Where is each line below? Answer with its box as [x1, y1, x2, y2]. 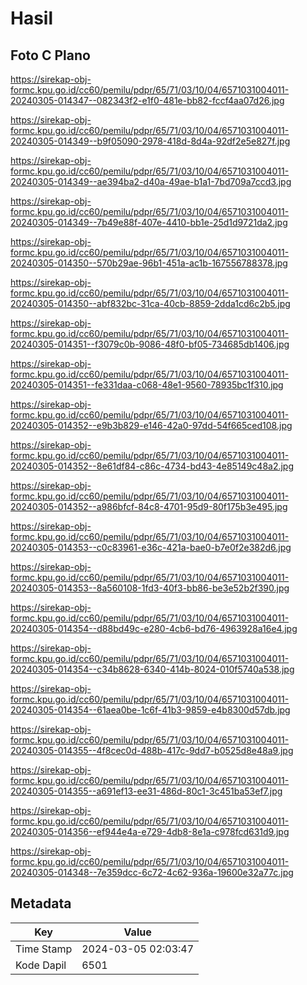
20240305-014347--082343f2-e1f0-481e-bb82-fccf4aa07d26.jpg [10, 95, 285, 106]
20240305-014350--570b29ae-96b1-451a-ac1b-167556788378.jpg [10, 257, 288, 269]
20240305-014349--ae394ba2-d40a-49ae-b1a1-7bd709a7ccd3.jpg [10, 176, 292, 187]
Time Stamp [15, 942, 73, 956]
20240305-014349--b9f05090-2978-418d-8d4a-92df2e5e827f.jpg [10, 135, 291, 147]
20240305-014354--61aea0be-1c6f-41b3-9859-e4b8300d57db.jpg [10, 704, 291, 716]
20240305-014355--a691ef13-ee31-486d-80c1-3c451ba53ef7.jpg [10, 785, 283, 797]
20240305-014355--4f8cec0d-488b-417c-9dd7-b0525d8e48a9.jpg [10, 745, 294, 756]
